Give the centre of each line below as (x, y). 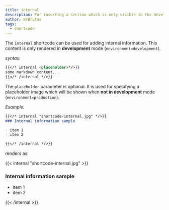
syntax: (13, 58)
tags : (11, 24)
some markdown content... (32, 72)
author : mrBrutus (23, 19)
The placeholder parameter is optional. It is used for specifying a (72, 86)
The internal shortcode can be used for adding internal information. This (81, 43)
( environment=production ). (32, 97)
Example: (15, 107)
